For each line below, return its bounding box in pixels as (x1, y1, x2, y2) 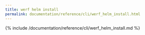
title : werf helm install (5, 7, 58, 12)
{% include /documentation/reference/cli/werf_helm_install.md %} (5, 25, 140, 31)
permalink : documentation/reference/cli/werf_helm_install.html (5, 12, 141, 17)
